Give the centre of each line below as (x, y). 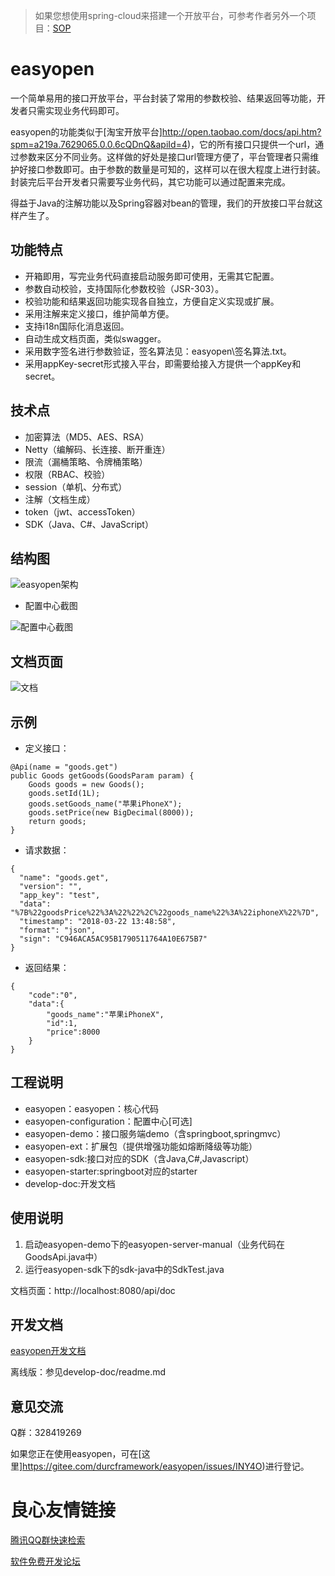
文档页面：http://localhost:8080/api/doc (93, 1290)
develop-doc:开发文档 (70, 1183)
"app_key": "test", (60, 895)
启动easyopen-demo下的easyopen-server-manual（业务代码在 (155, 1244)
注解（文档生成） (60, 499)
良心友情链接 (63, 1510)
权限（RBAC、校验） (67, 474)
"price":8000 (73, 1032)
